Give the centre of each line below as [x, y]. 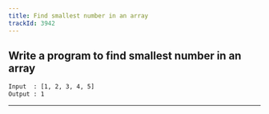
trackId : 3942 [32, 23]
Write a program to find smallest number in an [125, 56]
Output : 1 [26, 94]
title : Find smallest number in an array [78, 16]
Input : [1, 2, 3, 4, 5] [51, 87]
